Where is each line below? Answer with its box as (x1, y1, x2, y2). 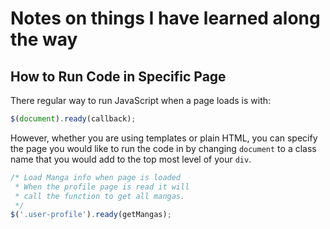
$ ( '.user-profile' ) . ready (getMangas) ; (10, 210, 172, 220)
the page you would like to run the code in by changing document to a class (10, 142, 317, 154)
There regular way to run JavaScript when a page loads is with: (10, 95, 272, 106)
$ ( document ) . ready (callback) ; (10, 114, 137, 124)
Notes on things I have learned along (10, 7, 321, 30)
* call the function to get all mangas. (14, 191, 186, 201)
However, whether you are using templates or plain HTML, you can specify (10, 132, 318, 144)
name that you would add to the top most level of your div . (10, 153, 252, 165)
